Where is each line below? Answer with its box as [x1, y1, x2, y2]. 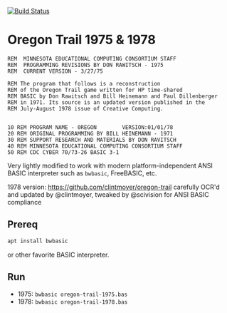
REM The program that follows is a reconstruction [7, 80, 161, 87]
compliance [7, 197, 42, 206]
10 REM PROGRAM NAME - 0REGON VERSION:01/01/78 [7, 123, 174, 131]
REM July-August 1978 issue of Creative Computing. [7, 105, 164, 112]
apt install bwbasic [7, 237, 69, 245]
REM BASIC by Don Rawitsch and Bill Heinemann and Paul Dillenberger [7, 93, 218, 100]
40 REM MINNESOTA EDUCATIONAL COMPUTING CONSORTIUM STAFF [7, 143, 183, 150]
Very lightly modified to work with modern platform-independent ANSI [7, 161, 213, 170]
